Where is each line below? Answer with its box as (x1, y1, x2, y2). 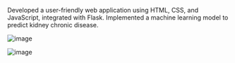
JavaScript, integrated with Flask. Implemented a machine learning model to (7, 13, 229, 22)
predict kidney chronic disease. (7, 21, 99, 29)
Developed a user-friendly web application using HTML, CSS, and (7, 6, 199, 14)
